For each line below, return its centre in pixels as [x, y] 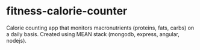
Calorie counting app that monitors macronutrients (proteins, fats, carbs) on [100, 28]
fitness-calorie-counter [67, 11]
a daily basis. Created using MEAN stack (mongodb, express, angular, [93, 34]
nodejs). [17, 40]
